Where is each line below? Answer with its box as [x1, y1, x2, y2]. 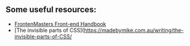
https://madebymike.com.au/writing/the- [84, 27, 184, 34]
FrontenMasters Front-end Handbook [14, 20, 106, 27]
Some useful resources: [5, 5, 97, 15]
